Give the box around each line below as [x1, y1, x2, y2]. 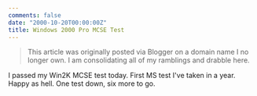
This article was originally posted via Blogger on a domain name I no [27, 48, 249, 57]
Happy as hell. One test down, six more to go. [8, 79, 156, 88]
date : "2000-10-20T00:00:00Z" [8, 19, 108, 27]
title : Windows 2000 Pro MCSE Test [8, 26, 125, 34]
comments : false [8, 11, 61, 20]
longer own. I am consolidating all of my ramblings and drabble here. [27, 55, 250, 65]
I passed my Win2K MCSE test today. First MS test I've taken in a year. [8, 71, 236, 80]
